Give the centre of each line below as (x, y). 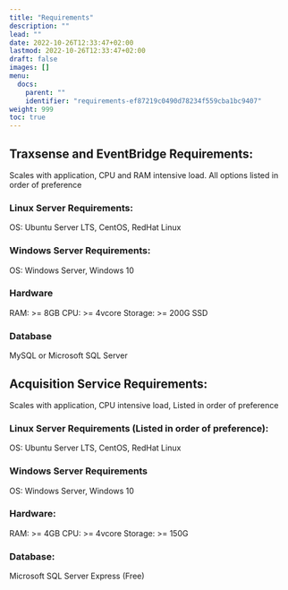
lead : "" (25, 34)
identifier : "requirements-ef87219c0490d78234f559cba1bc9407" (144, 101)
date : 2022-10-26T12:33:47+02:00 (72, 43)
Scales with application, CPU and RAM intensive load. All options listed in (144, 175)
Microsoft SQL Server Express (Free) (77, 576)
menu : (19, 76)
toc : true (28, 117)
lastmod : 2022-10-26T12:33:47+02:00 (77, 51)
